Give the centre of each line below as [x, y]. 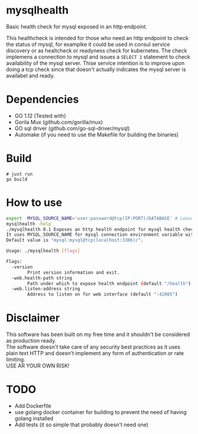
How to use [34, 203]
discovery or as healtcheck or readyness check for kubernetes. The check [97, 50]
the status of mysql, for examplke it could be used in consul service [88, 44]
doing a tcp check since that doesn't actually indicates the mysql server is [96, 69]
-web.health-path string [42, 278]
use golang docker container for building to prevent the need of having [100, 412]
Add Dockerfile [33, 406]
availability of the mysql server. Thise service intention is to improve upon [95, 63]
